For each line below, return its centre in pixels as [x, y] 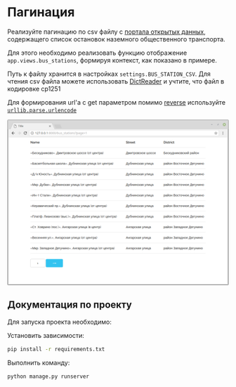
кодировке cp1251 [34, 88]
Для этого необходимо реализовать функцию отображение [97, 53]
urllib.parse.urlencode [42, 110]
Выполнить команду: [39, 362]
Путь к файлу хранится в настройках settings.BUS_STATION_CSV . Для [109, 74]
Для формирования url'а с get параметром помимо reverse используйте [117, 102]
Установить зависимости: [46, 335]
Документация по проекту [70, 305]
